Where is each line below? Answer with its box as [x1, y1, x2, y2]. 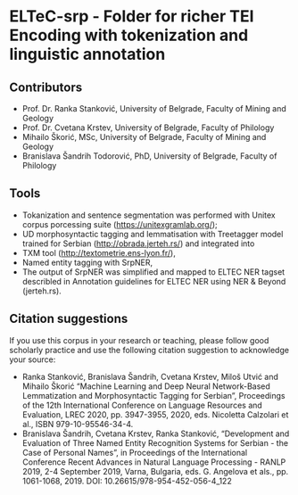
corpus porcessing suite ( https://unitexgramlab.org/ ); [21, 219, 219, 229]
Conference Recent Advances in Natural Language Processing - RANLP [21, 457, 286, 467]
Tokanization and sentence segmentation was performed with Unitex [21, 210, 276, 220]
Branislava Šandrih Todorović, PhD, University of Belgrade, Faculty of [21, 151, 277, 161]
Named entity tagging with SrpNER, [21, 257, 153, 268]
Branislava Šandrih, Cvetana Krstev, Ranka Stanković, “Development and [21, 428, 290, 439]
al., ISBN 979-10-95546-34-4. [21, 418, 134, 429]
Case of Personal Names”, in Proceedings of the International [21, 447, 248, 458]
